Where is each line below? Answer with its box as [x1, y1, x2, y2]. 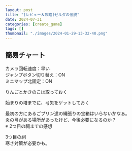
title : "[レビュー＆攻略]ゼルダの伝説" [5, 12, 80, 17]
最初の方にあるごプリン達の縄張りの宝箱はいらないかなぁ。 [5, 110, 130, 117]
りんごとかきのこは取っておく [5, 89, 68, 95]
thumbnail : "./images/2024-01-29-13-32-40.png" [5, 31, 108, 36]
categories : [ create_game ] [5, 21, 62, 27]
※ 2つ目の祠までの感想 [5, 123, 52, 129]
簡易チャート [5, 51, 46, 60]
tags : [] [5, 26, 24, 31]
